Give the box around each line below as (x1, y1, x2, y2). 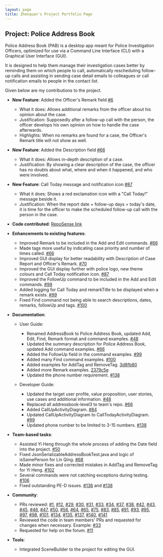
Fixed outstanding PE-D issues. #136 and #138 (19, 483, 113, 489)
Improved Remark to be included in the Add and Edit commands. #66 (19, 240, 158, 246)
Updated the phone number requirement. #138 (26, 372, 120, 378)
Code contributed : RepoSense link (12, 221, 82, 227)
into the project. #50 (19, 446, 61, 452)
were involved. (19, 172, 49, 178)
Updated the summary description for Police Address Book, (26, 341, 146, 347)
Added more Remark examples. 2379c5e (26, 367, 109, 373)
